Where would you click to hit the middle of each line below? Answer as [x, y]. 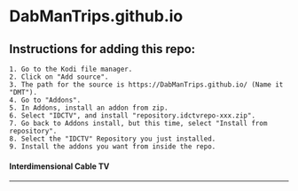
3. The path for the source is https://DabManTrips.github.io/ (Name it [146, 85]
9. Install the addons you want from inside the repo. [113, 147]
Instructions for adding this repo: [102, 49]
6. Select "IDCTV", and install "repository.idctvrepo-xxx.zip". [132, 116]
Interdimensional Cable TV [59, 166]
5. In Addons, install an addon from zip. [89, 108]
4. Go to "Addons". [45, 100]
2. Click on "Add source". [59, 77]
